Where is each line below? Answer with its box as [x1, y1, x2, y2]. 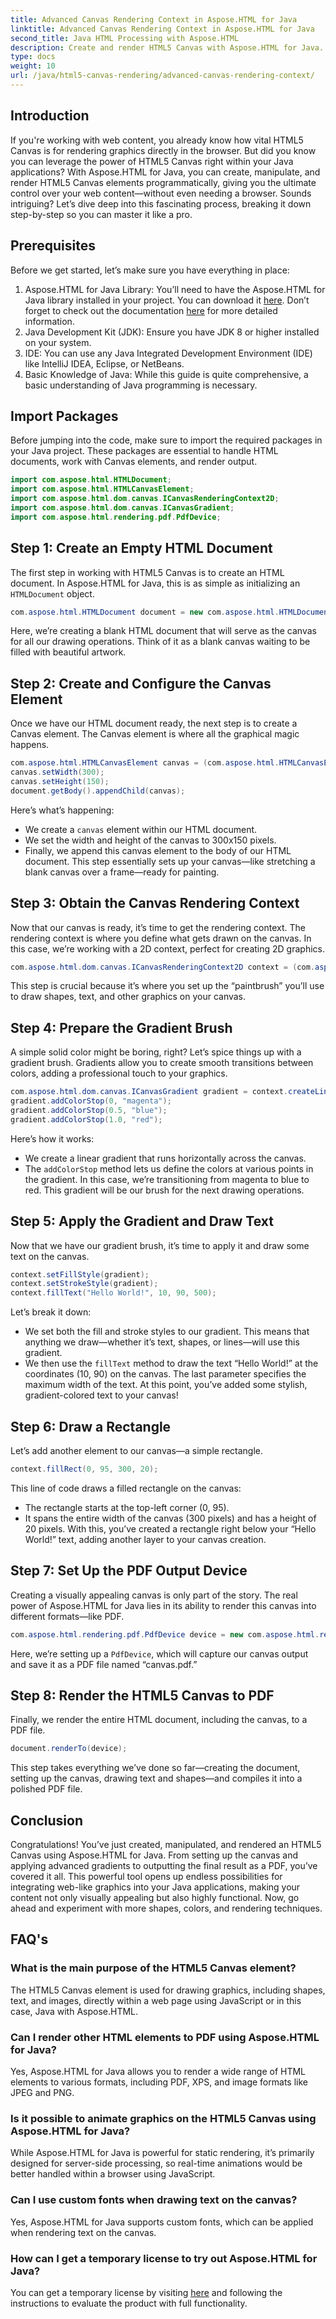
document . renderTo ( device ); [10, 1744, 128, 1754]
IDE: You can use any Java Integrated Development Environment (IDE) [24, 347, 313, 359]
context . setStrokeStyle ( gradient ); [10, 1279, 159, 1289]
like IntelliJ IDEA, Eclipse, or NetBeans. [24, 357, 185, 370]
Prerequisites [10, 237, 96, 255]
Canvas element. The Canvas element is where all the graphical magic [10, 728, 300, 740]
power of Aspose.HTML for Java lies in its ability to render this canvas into [10, 1599, 317, 1611]
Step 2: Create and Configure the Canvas [10, 675, 272, 692]
